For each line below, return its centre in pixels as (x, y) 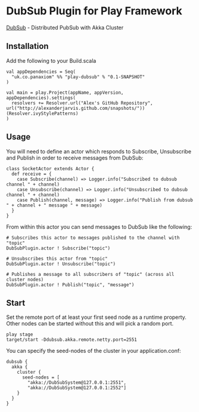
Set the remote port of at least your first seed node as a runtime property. (96, 317)
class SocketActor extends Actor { (50, 168)
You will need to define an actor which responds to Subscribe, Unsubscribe (99, 151)
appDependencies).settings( (41, 98)
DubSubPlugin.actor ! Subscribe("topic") (58, 248)
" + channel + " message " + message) (54, 205)
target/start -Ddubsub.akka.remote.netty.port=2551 (71, 340)
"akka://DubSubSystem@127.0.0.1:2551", (77, 383)
